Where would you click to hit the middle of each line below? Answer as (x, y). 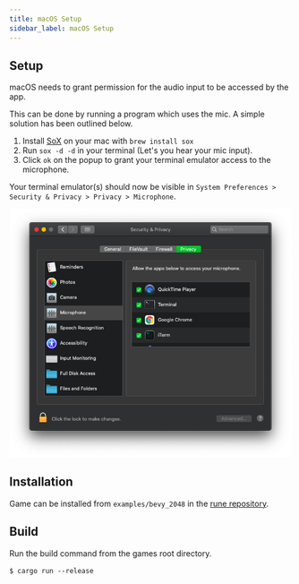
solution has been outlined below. (71, 124)
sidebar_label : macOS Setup (62, 28)
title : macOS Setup (46, 19)
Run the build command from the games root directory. (111, 553)
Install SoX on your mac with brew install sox (108, 141)
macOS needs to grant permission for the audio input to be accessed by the (149, 87)
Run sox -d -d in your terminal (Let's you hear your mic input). (137, 150)
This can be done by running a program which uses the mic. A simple (137, 114)
